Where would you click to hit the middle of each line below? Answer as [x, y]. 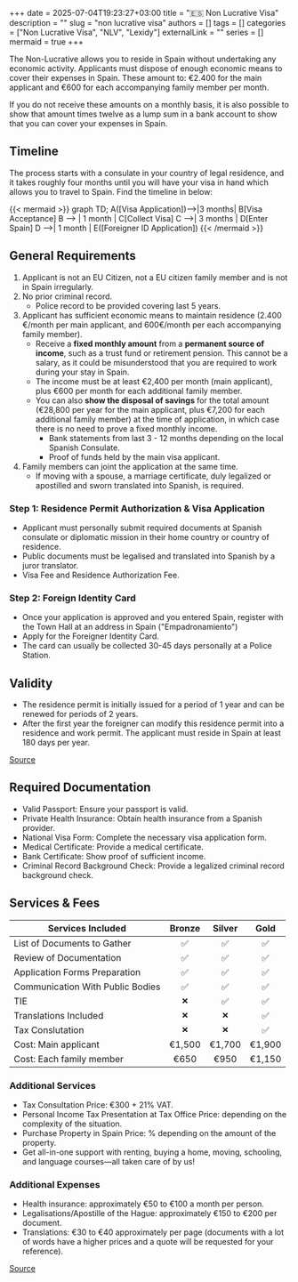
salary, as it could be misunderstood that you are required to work [156, 362]
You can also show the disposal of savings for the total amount [152, 400]
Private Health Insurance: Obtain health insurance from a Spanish [142, 818]
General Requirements [72, 256]
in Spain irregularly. [57, 286]
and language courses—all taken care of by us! [109, 1161]
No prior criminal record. [67, 296]
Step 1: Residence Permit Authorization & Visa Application [137, 508]
